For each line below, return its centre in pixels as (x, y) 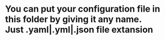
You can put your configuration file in (83, 9)
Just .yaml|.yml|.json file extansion (79, 30)
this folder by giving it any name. (73, 19)
